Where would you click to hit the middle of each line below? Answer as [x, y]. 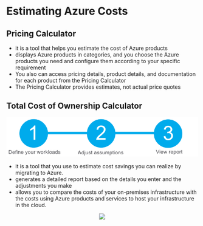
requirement [30, 67]
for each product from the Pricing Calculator [71, 80]
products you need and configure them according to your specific [98, 61]
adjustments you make [43, 185]
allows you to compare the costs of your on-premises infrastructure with [106, 192]
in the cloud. [31, 205]
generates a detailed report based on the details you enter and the [98, 179]
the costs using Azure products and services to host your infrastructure [105, 198]
